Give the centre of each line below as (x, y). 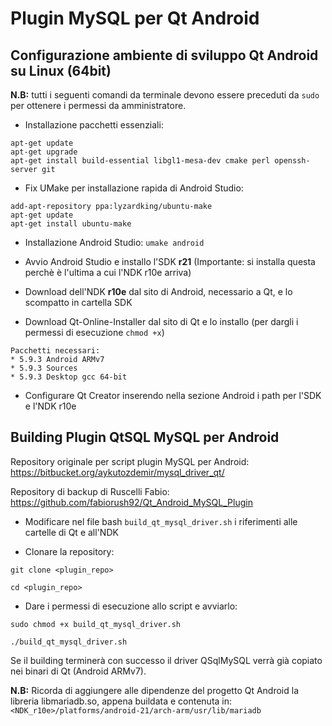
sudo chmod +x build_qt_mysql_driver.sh (96, 624)
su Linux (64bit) (61, 70)
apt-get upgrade (44, 152)
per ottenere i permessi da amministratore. (98, 105)
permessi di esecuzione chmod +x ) (94, 332)
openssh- (292, 161)
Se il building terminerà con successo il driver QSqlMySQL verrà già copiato (166, 660)
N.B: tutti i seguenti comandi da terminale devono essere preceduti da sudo (165, 95)
